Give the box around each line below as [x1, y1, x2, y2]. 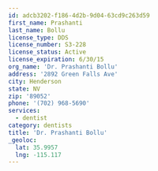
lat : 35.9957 [15, 143, 58, 151]
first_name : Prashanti [8, 19, 83, 27]
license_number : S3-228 [8, 41, 87, 49]
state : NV [8, 84, 41, 93]
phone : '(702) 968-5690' [8, 99, 90, 107]
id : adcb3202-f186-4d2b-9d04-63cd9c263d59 [8, 11, 150, 20]
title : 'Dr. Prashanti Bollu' [8, 128, 108, 136]
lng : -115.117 [15, 151, 62, 158]
